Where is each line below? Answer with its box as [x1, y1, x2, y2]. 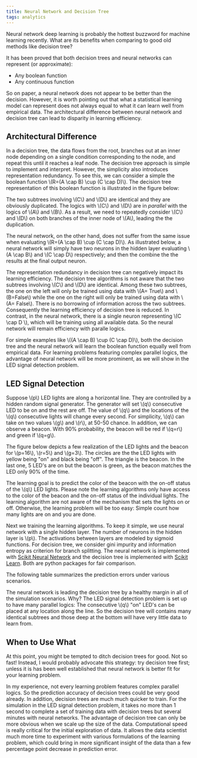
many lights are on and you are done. [6, 511, 96, 518]
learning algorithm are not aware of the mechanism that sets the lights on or [6, 498, 190, 506]
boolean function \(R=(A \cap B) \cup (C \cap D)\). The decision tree [6, 178, 172, 185]
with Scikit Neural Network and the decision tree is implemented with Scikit [6, 554, 188, 561]
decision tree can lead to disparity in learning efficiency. [6, 114, 142, 121]
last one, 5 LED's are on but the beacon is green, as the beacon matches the [6, 462, 192, 469]
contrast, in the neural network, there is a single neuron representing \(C [6, 312, 182, 320]
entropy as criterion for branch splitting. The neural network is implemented [6, 547, 190, 554]
